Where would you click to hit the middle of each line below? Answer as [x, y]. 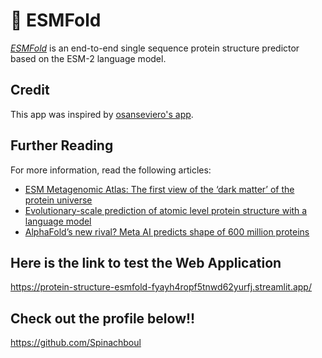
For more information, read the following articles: [111, 170]
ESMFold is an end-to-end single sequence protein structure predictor [155, 48]
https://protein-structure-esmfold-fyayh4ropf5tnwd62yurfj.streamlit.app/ [161, 287]
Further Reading [62, 145]
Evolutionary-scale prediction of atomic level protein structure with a [166, 210]
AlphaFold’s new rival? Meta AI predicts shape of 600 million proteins [167, 231]
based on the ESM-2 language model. [88, 58]
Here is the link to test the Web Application [146, 262]
